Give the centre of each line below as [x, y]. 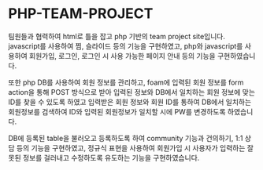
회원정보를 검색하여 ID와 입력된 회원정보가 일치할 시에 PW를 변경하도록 [117, 111]
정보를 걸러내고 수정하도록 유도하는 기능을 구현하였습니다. [111, 157]
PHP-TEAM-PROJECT [81, 14]
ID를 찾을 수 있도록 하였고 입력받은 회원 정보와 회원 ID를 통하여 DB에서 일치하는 [130, 102]
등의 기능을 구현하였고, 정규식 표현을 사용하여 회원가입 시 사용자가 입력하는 [131, 148]
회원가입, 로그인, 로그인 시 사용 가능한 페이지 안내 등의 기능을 [122, 56]
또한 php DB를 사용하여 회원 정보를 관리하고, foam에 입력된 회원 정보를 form [126, 82]
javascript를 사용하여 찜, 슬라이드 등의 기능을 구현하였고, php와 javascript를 [126, 46]
